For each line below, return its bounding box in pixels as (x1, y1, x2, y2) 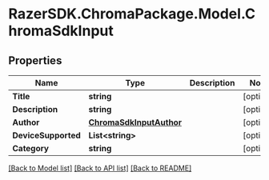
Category (12, 143, 50, 154)
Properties (8, 54, 62, 67)
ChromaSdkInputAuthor (88, 117, 183, 128)
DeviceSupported (12, 130, 82, 141)
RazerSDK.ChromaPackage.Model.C (8, 5, 256, 23)
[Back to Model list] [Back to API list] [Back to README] (8, 163, 192, 173)
